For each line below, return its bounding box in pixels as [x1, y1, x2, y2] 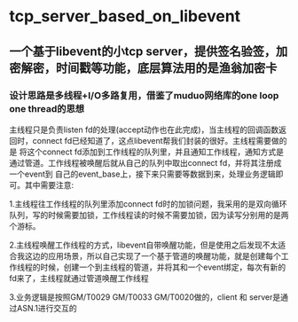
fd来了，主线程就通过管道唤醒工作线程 [9, 272, 149, 283]
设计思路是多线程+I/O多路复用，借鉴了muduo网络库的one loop [9, 89, 279, 101]
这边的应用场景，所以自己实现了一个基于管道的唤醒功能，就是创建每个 [24, 250, 281, 261]
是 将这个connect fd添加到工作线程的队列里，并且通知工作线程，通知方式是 [9, 146, 284, 157]
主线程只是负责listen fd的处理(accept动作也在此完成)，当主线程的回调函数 [9, 124, 279, 135]
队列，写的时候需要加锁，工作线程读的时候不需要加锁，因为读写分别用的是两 [9, 209, 289, 220]
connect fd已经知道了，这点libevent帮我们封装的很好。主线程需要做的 [32, 135, 287, 145]
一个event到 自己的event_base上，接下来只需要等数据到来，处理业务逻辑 [9, 169, 276, 179]
